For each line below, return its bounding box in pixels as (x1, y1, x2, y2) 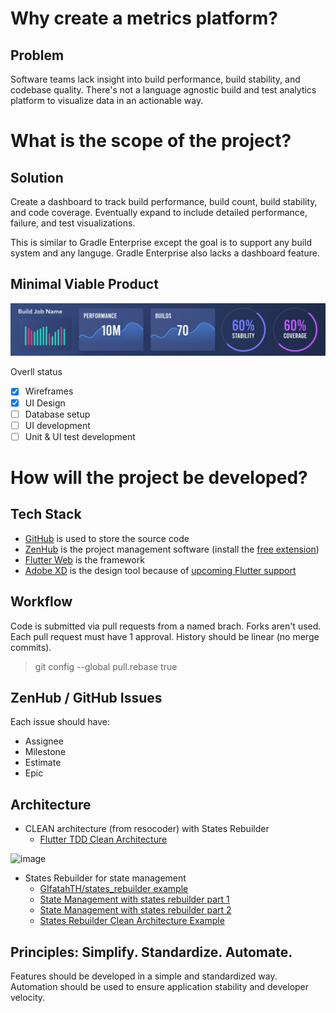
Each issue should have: (10, 716, 111, 728)
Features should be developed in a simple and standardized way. (10, 970, 278, 982)
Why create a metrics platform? (10, 7, 278, 30)
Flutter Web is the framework (24, 553, 145, 566)
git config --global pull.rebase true (34, 660, 178, 672)
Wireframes (24, 385, 74, 397)
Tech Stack (10, 506, 82, 523)
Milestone (24, 746, 67, 758)
